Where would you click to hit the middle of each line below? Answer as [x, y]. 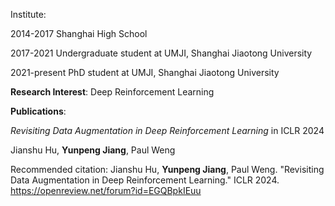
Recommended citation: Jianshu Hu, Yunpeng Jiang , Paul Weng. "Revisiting [167, 169]
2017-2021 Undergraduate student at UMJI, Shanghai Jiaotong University [161, 53]
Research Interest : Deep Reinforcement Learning [112, 92]
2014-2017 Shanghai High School [79, 33]
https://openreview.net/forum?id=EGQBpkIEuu [106, 190]
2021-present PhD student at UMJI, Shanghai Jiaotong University [145, 72]
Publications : [38, 111]
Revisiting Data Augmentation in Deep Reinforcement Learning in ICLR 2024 [167, 130]
